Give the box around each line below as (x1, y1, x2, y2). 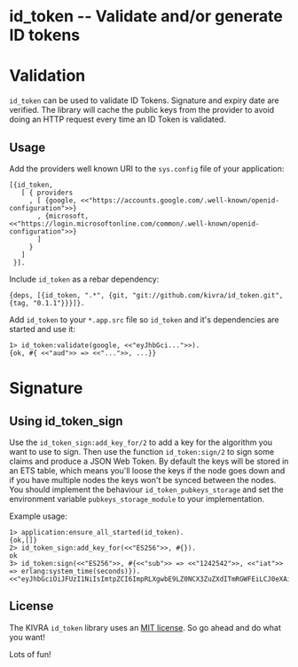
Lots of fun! (9, 648, 51, 659)
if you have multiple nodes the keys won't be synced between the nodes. (9, 474, 277, 485)
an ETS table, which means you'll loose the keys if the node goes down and (9, 465, 286, 476)
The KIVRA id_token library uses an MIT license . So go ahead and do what (9, 622, 281, 632)
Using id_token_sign (9, 413, 123, 428)
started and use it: (9, 323, 75, 334)
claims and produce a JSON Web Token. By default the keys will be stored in (9, 456, 289, 466)
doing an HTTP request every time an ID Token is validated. (9, 114, 226, 125)
